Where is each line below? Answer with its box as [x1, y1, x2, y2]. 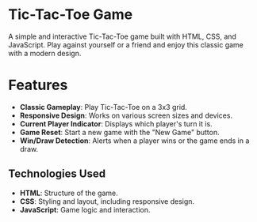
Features [8, 77, 68, 94]
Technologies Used [8, 167, 105, 181]
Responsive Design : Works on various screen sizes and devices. [19, 111, 232, 120]
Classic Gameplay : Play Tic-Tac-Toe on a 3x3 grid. [19, 102, 188, 111]
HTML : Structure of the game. [19, 188, 119, 198]
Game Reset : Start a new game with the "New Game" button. [19, 127, 220, 137]
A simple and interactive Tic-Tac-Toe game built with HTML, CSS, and [8, 32, 236, 41]
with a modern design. [8, 48, 82, 58]
